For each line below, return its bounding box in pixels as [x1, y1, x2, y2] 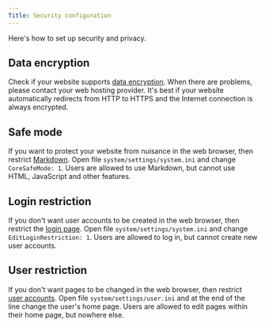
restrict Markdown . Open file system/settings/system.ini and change [8, 155, 236, 165]
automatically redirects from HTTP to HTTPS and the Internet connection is [8, 94, 253, 104]
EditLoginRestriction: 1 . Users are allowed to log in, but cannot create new [8, 233, 258, 242]
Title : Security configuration [8, 11, 112, 20]
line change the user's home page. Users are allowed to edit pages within [8, 302, 248, 311]
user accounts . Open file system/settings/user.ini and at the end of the [8, 293, 245, 302]
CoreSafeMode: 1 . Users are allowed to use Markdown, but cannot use [8, 163, 236, 173]
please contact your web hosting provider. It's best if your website [8, 86, 224, 95]
